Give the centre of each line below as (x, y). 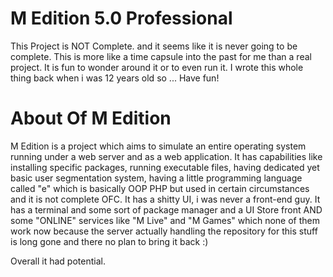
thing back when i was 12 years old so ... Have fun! (115, 78)
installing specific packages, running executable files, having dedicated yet (165, 167)
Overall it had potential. (58, 261)
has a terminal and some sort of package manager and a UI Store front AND (166, 209)
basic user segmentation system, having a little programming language (156, 178)
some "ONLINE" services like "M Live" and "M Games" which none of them (165, 220)
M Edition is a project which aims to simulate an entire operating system (158, 146)
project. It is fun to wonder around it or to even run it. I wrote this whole (157, 67)
